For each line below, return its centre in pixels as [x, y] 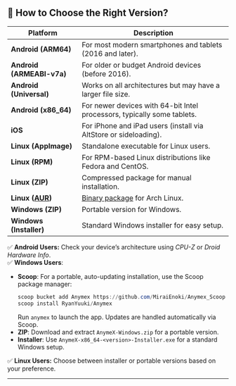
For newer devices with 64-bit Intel [140, 105]
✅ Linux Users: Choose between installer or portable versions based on [112, 361]
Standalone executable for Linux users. [146, 146]
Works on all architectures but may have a [151, 85]
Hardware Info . [29, 255]
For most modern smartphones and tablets [152, 44]
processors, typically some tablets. [139, 114]
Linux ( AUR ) [32, 198]
